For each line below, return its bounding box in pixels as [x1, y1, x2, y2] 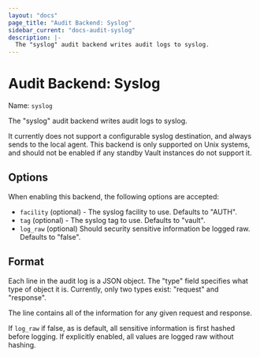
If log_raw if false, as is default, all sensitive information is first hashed [8, 323, 235, 333]
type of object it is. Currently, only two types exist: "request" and [8, 284, 219, 294]
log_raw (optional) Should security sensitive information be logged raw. [19, 224, 251, 233]
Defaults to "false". [19, 232, 81, 241]
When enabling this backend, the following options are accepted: [8, 192, 219, 201]
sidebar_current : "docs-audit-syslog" [8, 26, 136, 34]
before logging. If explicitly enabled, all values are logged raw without [8, 332, 234, 341]
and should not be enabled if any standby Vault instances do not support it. [8, 148, 252, 158]
